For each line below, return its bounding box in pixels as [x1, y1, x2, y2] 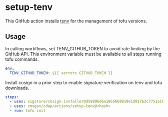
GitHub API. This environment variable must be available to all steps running [5, 51, 161, 57]
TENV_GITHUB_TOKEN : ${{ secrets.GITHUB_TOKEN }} [9, 70, 113, 76]
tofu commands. [5, 56, 39, 62]
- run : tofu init [9, 109, 46, 114]
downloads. [5, 85, 29, 91]
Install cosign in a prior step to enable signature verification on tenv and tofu [5, 79, 162, 86]
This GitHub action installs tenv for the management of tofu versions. [5, 18, 147, 24]
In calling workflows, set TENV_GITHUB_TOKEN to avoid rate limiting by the [5, 45, 160, 51]
